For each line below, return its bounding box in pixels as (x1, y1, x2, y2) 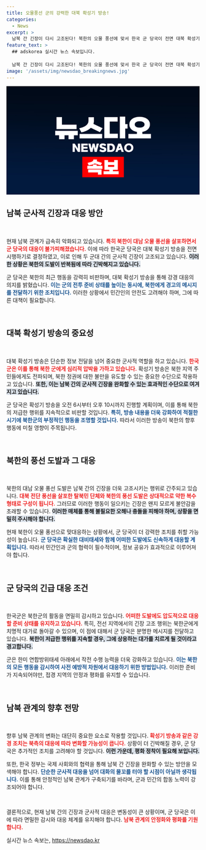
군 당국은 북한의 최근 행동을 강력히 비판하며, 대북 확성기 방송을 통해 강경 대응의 (6, 273, 194, 281)
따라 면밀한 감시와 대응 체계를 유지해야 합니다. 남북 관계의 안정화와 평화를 (12, 816, 187, 824)
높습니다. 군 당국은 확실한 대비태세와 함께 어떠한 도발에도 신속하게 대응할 (17, 536, 189, 544)
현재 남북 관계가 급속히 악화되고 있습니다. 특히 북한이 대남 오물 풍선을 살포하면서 (6, 237, 197, 245)
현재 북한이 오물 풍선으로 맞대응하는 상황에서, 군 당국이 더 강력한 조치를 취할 (6, 528, 188, 536)
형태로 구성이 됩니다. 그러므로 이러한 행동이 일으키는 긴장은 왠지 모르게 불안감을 (6, 500, 196, 507)
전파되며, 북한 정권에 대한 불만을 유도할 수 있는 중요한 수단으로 (32, 373, 181, 380)
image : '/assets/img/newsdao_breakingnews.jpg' (6, 68, 131, 74)
